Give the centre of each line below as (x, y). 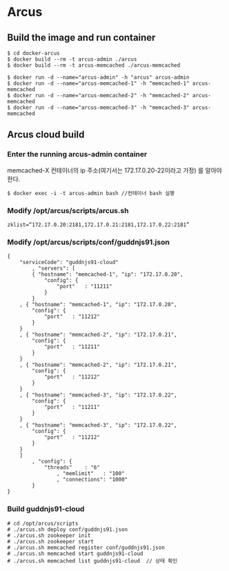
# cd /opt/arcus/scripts (43, 523)
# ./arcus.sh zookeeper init (49, 535)
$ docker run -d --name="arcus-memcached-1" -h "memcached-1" (98, 83)
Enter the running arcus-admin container (77, 154)
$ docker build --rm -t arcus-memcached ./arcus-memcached (94, 66)
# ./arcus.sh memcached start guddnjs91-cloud (75, 553)
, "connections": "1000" (92, 480)
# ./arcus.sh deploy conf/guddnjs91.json (68, 529)
